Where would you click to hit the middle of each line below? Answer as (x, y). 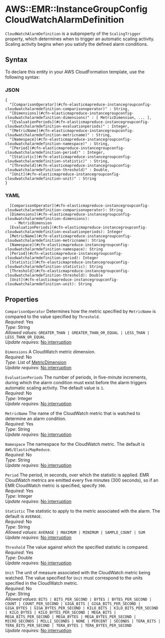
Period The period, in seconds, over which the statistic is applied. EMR (77, 475)
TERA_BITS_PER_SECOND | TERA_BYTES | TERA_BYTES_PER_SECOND (69, 626)
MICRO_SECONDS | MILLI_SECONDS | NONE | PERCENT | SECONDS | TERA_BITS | (83, 621)
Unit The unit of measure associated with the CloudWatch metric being (78, 573)
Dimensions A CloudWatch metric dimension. (50, 352)
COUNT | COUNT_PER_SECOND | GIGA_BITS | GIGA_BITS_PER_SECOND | (73, 604)
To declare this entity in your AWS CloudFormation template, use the (75, 72)
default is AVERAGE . (24, 517)
